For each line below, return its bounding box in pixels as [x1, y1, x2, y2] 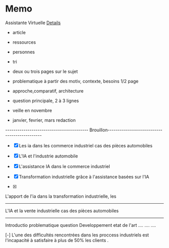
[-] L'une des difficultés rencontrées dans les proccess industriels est [5, 232, 149, 238]
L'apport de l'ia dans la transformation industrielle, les [5, 193, 117, 199]
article [12, 29, 26, 35]
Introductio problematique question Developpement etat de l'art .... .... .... [5, 222, 156, 228]
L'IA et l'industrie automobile [19, 153, 78, 159]
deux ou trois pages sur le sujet [12, 68, 78, 74]
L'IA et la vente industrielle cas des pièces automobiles [5, 207, 119, 214]
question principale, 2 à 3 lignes [12, 98, 79, 104]
